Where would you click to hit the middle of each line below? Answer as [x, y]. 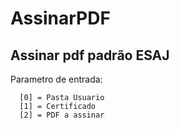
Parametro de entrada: [56, 79]
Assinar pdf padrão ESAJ [90, 55]
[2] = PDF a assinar [62, 115]
